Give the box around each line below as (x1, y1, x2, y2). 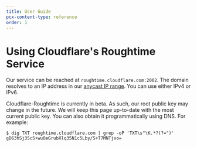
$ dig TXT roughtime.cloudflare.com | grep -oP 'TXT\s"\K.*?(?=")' (6, 130, 175, 136)
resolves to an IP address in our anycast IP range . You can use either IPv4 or (6, 83, 191, 90)
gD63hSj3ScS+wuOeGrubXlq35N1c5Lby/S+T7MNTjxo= (6, 135, 122, 141)
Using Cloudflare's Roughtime (6, 45, 156, 58)
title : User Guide (6, 8, 51, 15)
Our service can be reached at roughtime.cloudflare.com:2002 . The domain (6, 77, 189, 84)
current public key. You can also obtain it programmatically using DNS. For (6, 112, 186, 120)
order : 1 (6, 19, 28, 25)
